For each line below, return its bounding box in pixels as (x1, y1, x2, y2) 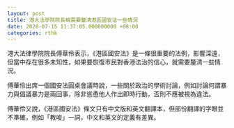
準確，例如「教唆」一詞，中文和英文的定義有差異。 (13, 113, 160, 122)
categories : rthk (7, 29, 58, 37)
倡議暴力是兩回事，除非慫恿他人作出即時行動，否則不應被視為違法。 (19, 90, 214, 98)
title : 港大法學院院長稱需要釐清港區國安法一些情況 (7, 17, 138, 24)
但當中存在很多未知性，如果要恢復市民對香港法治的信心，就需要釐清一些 (7, 58, 214, 66)
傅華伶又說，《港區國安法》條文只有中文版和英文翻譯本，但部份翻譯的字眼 (7, 104, 218, 113)
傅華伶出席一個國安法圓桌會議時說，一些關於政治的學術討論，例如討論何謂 (7, 81, 221, 90)
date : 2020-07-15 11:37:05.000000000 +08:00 (7, 23, 139, 30)
